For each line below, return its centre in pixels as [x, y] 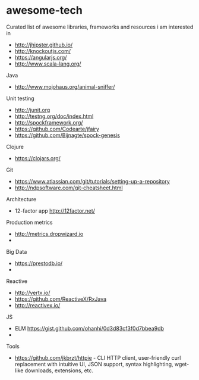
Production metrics [29, 222]
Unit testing [20, 98]
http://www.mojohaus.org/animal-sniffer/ [65, 86]
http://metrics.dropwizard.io [49, 233]
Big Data [17, 251]
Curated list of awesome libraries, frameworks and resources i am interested [100, 27]
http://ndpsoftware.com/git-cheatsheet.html [69, 188]
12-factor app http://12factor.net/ [55, 211]
